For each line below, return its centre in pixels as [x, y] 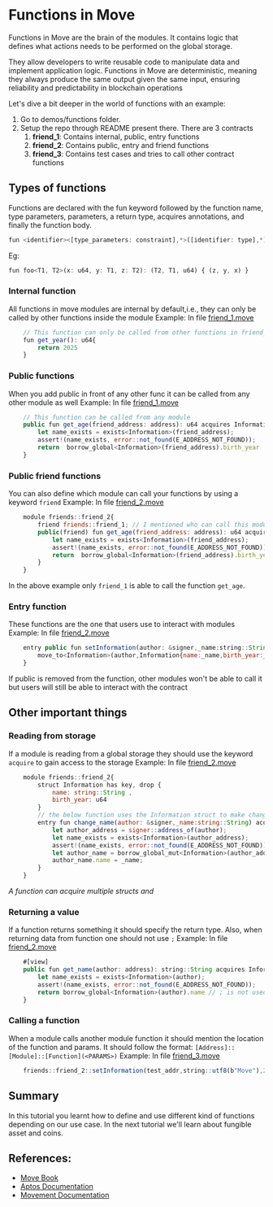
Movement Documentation [65, 1195]
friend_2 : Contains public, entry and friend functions [121, 145]
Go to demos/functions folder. [70, 119]
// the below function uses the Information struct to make [141, 815]
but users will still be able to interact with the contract [98, 687]
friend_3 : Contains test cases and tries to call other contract [133, 154]
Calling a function [44, 1021]
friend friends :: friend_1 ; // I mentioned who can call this [143, 525]
